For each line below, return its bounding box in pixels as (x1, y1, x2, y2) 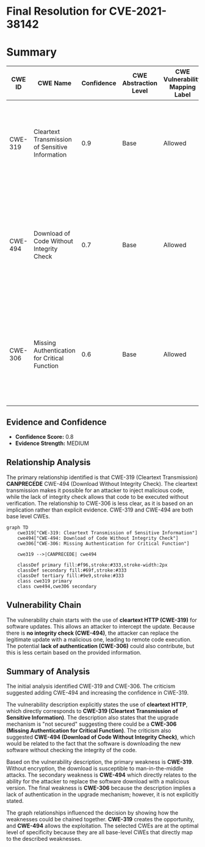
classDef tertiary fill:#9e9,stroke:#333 (17, 572, 124, 579)
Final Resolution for (6, 4, 107, 18)
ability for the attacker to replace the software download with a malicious (6, 778, 190, 785)
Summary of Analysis (6, 666, 90, 677)
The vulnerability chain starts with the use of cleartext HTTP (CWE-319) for (6, 616, 197, 624)
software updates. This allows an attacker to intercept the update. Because (6, 622, 195, 630)
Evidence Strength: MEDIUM (15, 439, 90, 447)
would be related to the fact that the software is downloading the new (6, 740, 181, 747)
